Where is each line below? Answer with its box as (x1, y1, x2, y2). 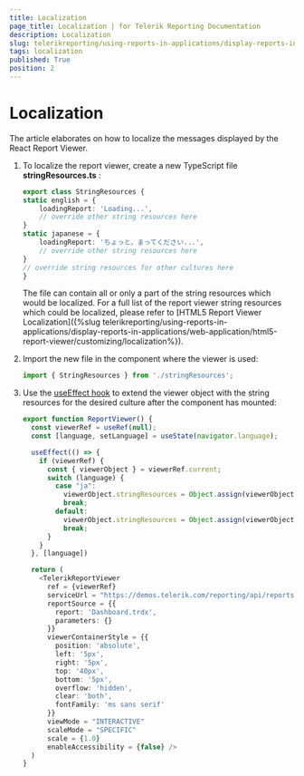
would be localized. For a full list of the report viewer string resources (22, 297, 282, 308)
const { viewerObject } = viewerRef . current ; (46, 464, 222, 474)
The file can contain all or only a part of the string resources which (22, 287, 271, 299)
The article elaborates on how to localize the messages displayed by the (9, 132, 279, 143)
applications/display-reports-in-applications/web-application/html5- (22, 326, 278, 337)
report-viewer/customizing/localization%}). (22, 336, 184, 347)
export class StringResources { (22, 187, 145, 196)
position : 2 (9, 64, 54, 73)
